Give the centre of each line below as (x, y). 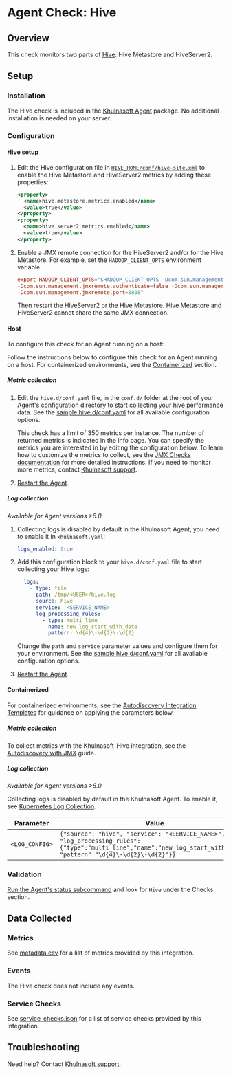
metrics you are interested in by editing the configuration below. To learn (120, 447)
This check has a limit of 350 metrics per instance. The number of (111, 433)
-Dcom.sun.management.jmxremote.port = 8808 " (80, 292)
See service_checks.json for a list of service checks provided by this (104, 1019)
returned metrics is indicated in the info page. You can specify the (111, 440)
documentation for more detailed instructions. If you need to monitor (114, 462)
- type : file (48, 588)
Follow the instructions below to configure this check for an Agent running (112, 357)
